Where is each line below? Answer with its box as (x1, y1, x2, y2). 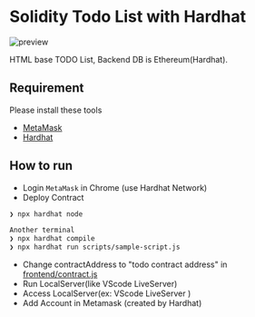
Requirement (9, 80, 84, 96)
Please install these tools (9, 104, 103, 115)
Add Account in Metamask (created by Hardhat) (22, 298, 202, 309)
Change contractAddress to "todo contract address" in (22, 259, 228, 270)
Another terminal (9, 225, 75, 235)
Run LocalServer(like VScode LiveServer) (22, 279, 178, 290)
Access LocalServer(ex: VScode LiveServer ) (22, 288, 191, 299)
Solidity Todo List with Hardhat (9, 6, 247, 27)
